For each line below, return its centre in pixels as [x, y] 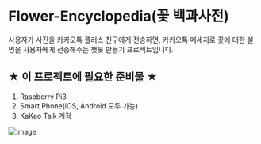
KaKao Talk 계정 [46, 116]
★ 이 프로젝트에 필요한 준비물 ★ [83, 77]
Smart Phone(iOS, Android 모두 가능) [79, 106]
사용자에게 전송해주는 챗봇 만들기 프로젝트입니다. [98, 49]
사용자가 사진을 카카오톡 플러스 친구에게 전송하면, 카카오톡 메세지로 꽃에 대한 [127, 40]
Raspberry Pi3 [43, 97]
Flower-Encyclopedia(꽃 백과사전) [119, 16]
